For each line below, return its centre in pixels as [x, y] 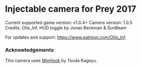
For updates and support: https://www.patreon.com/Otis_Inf [65, 37]
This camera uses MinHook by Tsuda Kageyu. [51, 61]
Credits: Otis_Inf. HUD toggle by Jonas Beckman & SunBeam [66, 27]
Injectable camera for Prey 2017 [71, 9]
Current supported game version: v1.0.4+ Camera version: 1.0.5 [69, 23]
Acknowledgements [30, 50]
